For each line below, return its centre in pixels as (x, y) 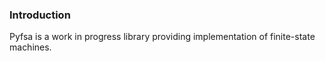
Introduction (40, 15)
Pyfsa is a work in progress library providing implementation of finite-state (162, 37)
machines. (30, 47)
